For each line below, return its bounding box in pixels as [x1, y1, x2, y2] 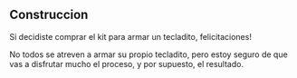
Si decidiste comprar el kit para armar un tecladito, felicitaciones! [9, 31, 252, 42]
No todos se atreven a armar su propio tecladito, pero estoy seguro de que [9, 49, 288, 60]
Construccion [9, 7, 89, 23]
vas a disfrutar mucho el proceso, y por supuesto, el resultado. [9, 58, 244, 69]
